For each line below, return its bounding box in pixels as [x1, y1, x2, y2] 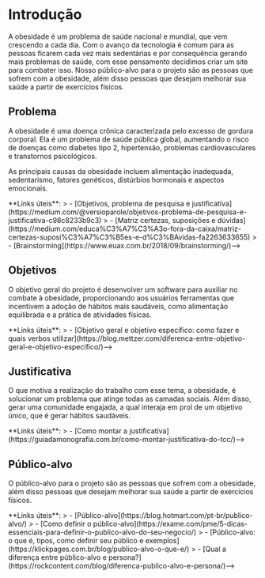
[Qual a [203, 544, 227, 554]
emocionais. [8, 183, 48, 193]
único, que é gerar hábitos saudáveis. [8, 411, 131, 421]
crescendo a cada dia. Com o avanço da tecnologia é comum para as [8, 40, 235, 49]
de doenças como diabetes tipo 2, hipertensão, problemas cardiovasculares [8, 142, 256, 152]
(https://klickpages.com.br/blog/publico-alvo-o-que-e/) [8, 544, 190, 554]
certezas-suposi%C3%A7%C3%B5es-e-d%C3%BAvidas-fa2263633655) [8, 232, 251, 242]
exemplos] [145, 536, 180, 546]
